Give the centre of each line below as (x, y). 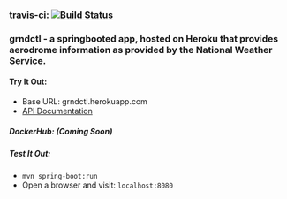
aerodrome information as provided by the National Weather (141, 50)
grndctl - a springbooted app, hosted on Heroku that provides (144, 38)
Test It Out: (30, 154)
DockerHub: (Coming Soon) (61, 131)
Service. (28, 60)
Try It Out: (28, 82)
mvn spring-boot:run (60, 177)
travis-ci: (30, 15)
